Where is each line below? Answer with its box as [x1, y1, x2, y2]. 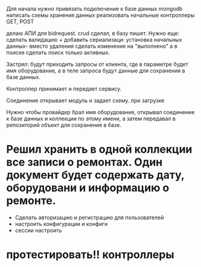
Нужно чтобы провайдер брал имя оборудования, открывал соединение [6, 109, 195, 115]
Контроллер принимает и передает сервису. [6, 85, 122, 92]
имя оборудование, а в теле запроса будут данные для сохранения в [6, 67, 185, 74]
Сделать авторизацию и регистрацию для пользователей [14, 214, 164, 221]
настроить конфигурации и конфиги [14, 220, 108, 227]
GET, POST [6, 18, 34, 25]
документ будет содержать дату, [6, 169, 185, 182]
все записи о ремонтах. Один [6, 155, 163, 169]
